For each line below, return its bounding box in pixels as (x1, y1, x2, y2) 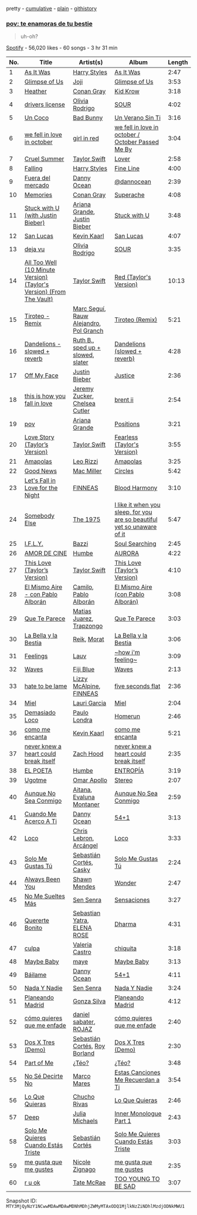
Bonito (24, 924, 43, 932)
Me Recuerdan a (114, 1076, 160, 1084)
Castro (73, 948, 92, 956)
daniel (73, 1011, 90, 1019)
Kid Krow (114, 88, 140, 96)
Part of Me (24, 1059, 54, 1067)
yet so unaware (114, 523, 157, 531)
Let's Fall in (24, 476, 56, 485)
